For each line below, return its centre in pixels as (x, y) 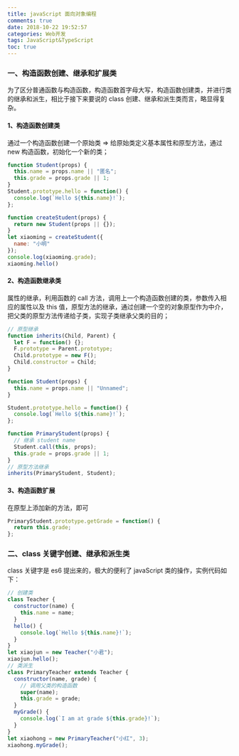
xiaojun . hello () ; (33, 659)
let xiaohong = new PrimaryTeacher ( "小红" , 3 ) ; (78, 738)
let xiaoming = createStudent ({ (55, 238)
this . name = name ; (47, 613)
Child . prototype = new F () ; (55, 356)
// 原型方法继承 (28, 467)
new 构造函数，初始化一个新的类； (58, 151)
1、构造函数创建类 (34, 125)
